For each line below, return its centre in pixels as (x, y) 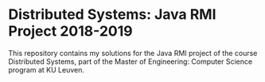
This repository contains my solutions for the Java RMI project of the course (133, 53)
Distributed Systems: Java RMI (112, 15)
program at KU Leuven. (47, 69)
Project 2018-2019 (70, 31)
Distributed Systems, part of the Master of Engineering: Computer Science (131, 61)
